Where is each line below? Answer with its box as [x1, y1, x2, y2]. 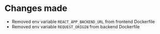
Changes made [4, 3, 68, 14]
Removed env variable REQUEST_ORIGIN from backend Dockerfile [11, 23, 140, 29]
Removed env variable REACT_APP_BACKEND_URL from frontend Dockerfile [11, 19, 155, 24]
